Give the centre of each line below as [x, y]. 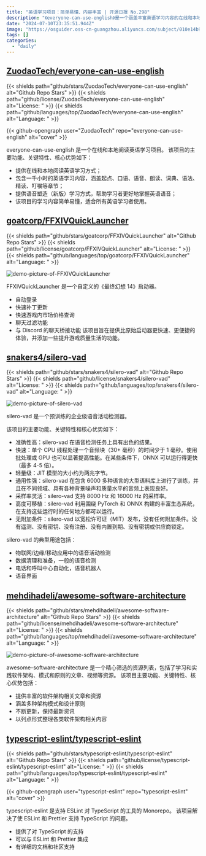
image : [15, 29]
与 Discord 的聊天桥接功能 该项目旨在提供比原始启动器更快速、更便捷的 [105, 330]
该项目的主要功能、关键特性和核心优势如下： [63, 429]
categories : [21, 41]
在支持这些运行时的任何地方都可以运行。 [66, 512]
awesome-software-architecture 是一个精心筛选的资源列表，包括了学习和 [99, 667]
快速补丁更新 [31, 307]
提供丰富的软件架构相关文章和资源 [58, 696]
